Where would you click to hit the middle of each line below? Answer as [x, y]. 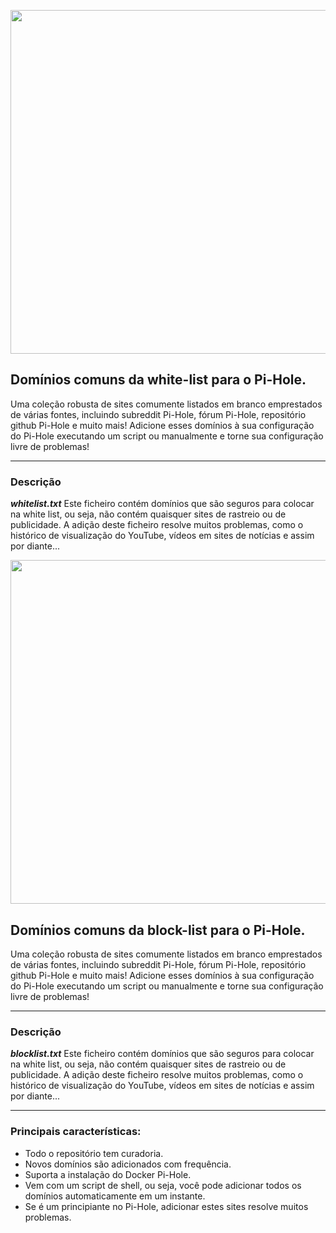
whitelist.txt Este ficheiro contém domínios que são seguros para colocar [162, 504]
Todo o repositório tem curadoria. [94, 1153]
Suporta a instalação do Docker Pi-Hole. [108, 1174]
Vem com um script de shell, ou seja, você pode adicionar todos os [163, 1185]
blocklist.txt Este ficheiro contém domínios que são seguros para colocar [162, 1054]
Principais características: [76, 1132]
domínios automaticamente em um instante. [115, 1196]
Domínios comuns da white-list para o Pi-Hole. [158, 380]
